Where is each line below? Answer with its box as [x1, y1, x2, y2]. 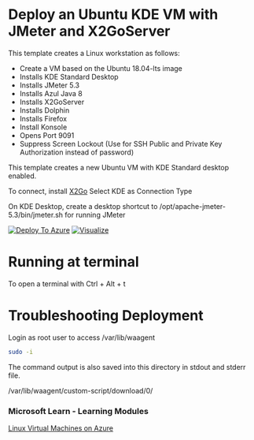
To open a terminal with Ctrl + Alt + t [8, 278, 126, 289]
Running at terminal [8, 253, 139, 271]
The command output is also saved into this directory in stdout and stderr [8, 362, 246, 371]
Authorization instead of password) [19, 147, 134, 157]
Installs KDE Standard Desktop [19, 72, 120, 81]
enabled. [8, 171, 37, 181]
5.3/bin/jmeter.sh [8, 210, 64, 219]
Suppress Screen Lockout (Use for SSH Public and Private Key [19, 139, 223, 148]
